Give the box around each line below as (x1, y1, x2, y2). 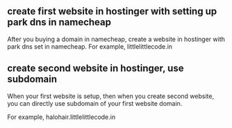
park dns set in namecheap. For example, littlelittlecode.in (7, 42, 172, 51)
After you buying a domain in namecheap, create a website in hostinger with (7, 35, 226, 43)
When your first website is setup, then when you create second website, (7, 92, 214, 100)
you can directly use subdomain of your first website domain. (7, 99, 183, 107)
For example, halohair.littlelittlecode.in (7, 113, 116, 121)
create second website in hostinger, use (7, 63, 184, 74)
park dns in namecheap (7, 17, 111, 29)
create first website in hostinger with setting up (7, 6, 217, 17)
